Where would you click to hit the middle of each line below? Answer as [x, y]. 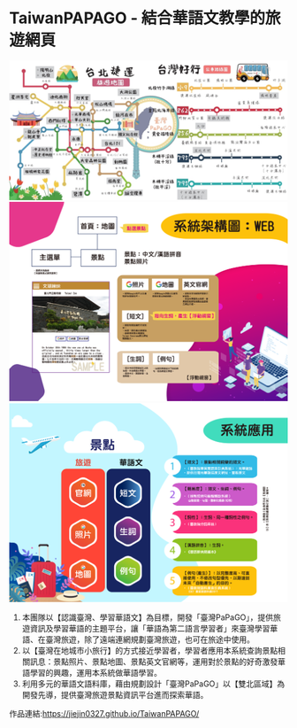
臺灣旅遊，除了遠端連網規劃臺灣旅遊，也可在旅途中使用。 [150, 639]
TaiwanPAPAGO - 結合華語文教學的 [137, 18]
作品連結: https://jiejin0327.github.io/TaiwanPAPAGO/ [104, 713]
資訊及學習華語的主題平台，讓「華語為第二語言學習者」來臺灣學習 [150, 628]
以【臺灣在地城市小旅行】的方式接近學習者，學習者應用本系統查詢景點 [150, 650]
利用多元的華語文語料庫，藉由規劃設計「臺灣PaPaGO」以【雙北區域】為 [153, 684]
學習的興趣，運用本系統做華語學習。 [95, 672]
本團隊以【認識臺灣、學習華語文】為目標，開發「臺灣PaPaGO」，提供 [148, 617]
